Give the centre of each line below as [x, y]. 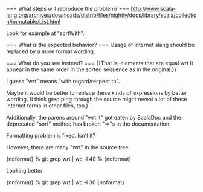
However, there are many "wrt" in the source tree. [68, 147]
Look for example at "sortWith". [45, 33]
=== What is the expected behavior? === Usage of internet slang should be [101, 45]
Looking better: [25, 171]
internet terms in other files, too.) [47, 106]
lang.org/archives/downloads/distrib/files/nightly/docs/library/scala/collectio [101, 15]
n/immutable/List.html [34, 21]
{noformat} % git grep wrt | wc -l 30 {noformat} [66, 182]
